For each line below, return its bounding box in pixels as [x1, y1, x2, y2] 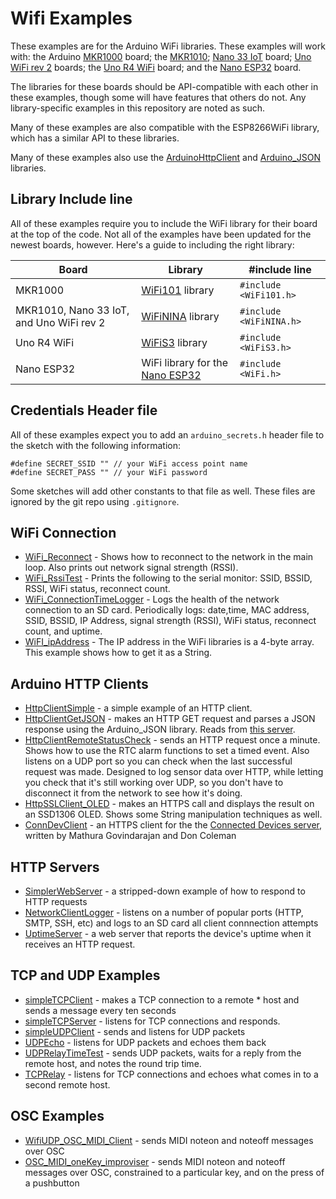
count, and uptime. [24, 625, 103, 637]
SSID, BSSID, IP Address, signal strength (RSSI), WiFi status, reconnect [24, 615, 317, 627]
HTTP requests [24, 896, 88, 907]
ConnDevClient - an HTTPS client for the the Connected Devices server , [24, 819, 323, 831]
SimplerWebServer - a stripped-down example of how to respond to [24, 885, 306, 897]
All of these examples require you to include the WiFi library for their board [10, 217, 318, 229]
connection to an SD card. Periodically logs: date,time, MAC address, [24, 604, 310, 616]
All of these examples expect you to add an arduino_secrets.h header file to [10, 428, 325, 441]
